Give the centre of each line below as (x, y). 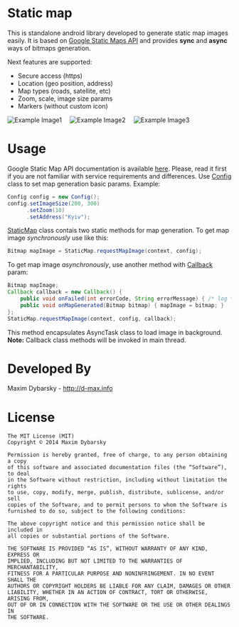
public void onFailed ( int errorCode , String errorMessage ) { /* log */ (128, 299)
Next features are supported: (50, 61)
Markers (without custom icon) (63, 106)
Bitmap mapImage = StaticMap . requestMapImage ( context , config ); (105, 251)
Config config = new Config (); (54, 197)
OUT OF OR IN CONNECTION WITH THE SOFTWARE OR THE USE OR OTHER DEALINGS (119, 605)
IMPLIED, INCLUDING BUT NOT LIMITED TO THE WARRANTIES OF (95, 561)
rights (17, 486)
